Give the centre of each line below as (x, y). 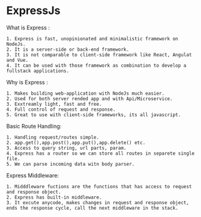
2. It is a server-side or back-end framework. (68, 50)
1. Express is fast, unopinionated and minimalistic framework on (92, 39)
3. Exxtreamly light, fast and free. (54, 104)
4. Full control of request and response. (61, 109)
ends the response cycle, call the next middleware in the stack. (92, 208)
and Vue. (17, 60)
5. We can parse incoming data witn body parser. (71, 164)
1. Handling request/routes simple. (53, 137)
